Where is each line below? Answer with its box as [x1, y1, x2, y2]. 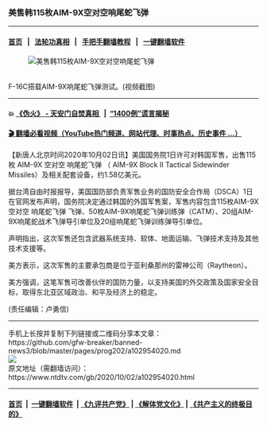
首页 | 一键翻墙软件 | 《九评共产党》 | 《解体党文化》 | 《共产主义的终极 [8, 399, 246, 408]
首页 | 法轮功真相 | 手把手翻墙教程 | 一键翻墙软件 [8, 37, 185, 46]
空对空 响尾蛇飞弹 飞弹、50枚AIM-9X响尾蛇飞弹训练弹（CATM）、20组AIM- [8, 207, 254, 217]
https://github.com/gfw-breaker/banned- [8, 338, 143, 347]
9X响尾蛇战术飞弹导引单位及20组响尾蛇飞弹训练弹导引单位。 [8, 217, 207, 226]
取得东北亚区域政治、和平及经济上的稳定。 [21, 287, 161, 297]
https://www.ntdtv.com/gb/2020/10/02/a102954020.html [8, 373, 195, 382]
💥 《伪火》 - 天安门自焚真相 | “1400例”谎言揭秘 [8, 109, 169, 119]
